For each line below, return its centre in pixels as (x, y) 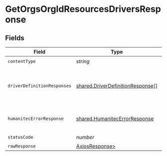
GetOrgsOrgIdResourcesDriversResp (83, 9)
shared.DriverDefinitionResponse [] (117, 86)
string (83, 61)
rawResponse (22, 146)
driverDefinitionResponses (40, 86)
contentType (22, 61)
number (85, 137)
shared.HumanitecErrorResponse (115, 119)
